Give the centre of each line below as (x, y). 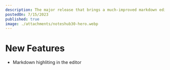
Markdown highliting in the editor (47, 62)
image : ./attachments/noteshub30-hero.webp (52, 24)
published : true (22, 19)
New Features (35, 48)
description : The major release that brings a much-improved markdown (81, 10)
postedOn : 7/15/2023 (27, 14)
